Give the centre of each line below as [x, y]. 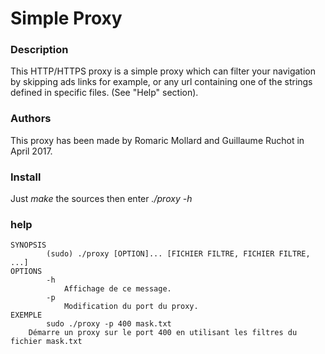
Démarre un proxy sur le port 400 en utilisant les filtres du [163, 333]
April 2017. [31, 151]
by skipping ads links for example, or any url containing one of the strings [161, 82]
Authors [31, 119]
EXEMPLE [26, 315]
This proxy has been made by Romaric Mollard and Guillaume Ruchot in [157, 140]
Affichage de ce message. [117, 289]
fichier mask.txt [46, 342]
